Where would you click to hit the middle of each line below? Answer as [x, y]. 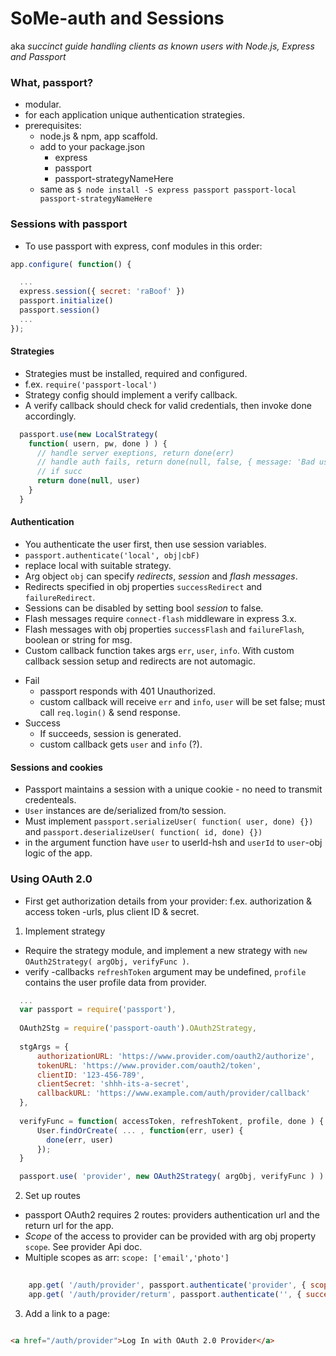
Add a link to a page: [67, 1313]
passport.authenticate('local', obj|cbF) [112, 556]
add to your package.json [92, 147]
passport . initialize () [66, 301]
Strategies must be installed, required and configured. [136, 373]
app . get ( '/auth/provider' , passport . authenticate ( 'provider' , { [167, 1285]
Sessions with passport [69, 224]
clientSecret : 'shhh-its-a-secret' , [113, 1084]
